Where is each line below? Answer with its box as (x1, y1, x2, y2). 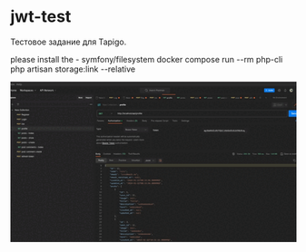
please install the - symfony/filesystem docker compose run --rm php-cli (10, 53, 283, 64)
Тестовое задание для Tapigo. (10, 36, 127, 47)
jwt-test (10, 6, 72, 27)
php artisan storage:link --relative (10, 63, 136, 74)
